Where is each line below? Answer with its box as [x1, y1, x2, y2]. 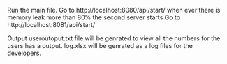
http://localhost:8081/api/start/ [7, 21, 96, 29]
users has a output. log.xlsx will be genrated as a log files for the [7, 42, 193, 49]
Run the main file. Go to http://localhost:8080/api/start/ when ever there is [7, 6, 221, 14]
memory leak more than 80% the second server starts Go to [7, 13, 180, 22]
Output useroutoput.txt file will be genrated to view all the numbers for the [7, 34, 221, 42]
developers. [7, 49, 42, 57]
